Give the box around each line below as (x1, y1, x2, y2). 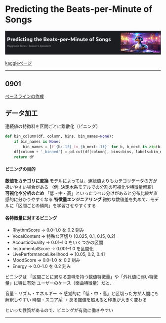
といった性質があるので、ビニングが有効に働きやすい (5, 307, 114, 313)
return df (14, 155, 35, 160)
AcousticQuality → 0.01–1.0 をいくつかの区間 (12, 239, 103, 245)
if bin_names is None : (14, 139, 61, 144)
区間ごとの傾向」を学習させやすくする (18, 203, 96, 209)
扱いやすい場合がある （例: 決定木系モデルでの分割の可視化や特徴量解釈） (5, 184, 156, 190)
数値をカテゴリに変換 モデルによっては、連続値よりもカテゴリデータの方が (5, 178, 158, 184)
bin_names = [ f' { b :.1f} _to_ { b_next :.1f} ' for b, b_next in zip (23, 144, 156, 149)
